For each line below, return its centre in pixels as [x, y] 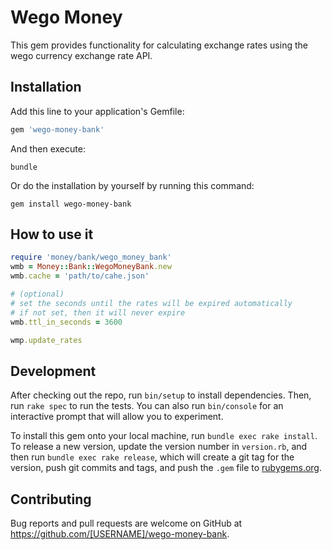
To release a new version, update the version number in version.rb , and [159, 447]
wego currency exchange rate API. [81, 55]
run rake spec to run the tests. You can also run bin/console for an [147, 406]
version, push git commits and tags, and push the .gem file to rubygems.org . [166, 468]
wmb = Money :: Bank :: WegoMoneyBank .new [91, 267]
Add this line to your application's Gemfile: [97, 111]
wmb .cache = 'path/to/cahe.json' [80, 276]
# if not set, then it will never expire [98, 312]
